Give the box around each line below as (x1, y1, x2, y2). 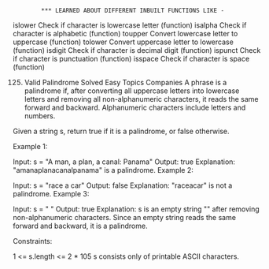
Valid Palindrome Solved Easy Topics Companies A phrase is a (24, 78, 227, 87)
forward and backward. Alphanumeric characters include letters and (24, 103, 246, 112)
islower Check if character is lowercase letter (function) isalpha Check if (13, 21, 247, 30)
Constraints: (13, 237, 53, 245)
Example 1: (13, 142, 48, 151)
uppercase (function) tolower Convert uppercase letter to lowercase (13, 37, 234, 47)
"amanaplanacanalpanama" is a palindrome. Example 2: (13, 166, 193, 174)
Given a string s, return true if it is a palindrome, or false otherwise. (13, 126, 230, 136)
